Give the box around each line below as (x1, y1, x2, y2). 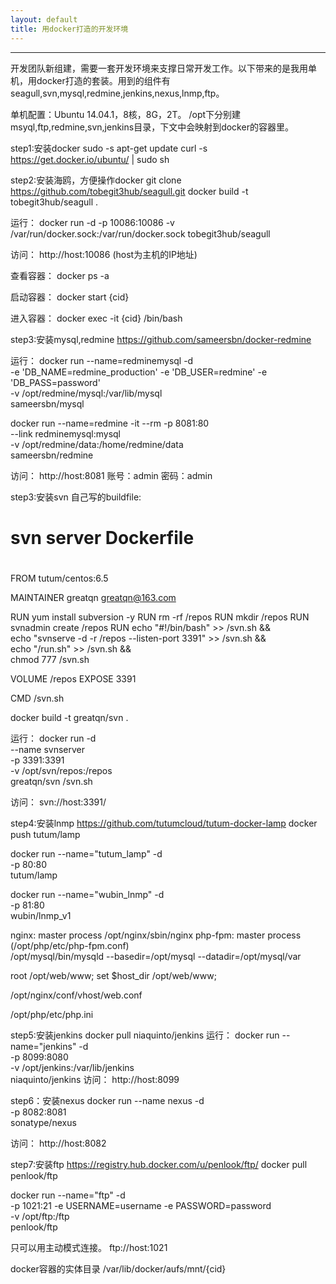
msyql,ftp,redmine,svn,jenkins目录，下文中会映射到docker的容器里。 (10, 121, 294, 133)
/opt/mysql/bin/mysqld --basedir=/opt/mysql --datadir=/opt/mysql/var (10, 950, 302, 962)
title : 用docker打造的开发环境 (10, 24, 129, 34)
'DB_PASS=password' (10, 376, 101, 388)
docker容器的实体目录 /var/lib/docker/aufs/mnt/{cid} (10, 1262, 227, 1275)
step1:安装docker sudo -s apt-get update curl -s (10, 142, 208, 154)
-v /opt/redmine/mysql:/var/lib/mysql (10, 387, 163, 399)
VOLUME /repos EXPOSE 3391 (10, 672, 137, 685)
